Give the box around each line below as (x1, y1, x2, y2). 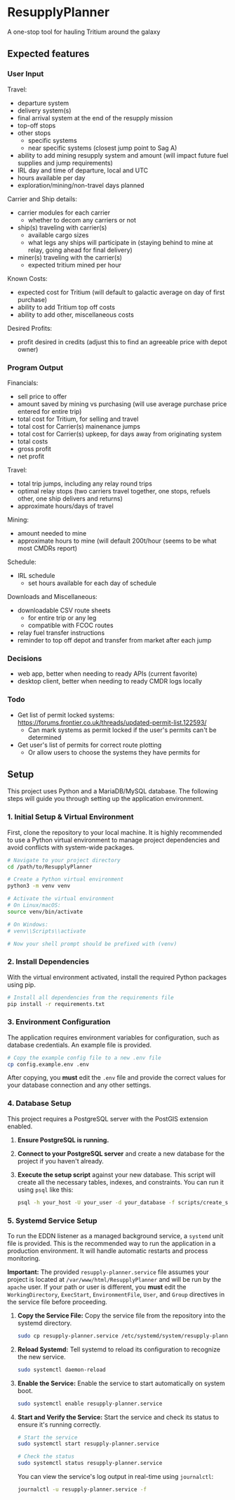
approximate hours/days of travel (17, 501, 114, 510)
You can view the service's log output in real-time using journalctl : (17, 1473, 214, 1481)
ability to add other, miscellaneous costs (17, 310, 135, 319)
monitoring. (7, 1254, 41, 1262)
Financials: (7, 378, 39, 387)
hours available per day (17, 173, 86, 182)
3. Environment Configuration (7, 1017, 111, 1027)
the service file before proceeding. (7, 1297, 107, 1306)
